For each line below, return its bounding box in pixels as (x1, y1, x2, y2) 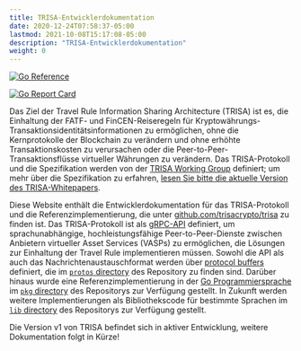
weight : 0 (9, 47, 47, 56)
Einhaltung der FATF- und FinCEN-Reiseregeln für (9, 116, 194, 127)
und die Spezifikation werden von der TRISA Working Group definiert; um (9, 163, 280, 174)
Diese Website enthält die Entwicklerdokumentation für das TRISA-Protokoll (9, 199, 289, 211)
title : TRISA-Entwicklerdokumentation (9, 13, 155, 22)
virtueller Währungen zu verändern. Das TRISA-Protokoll (81, 154, 290, 164)
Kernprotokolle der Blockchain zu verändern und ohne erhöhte (9, 135, 241, 145)
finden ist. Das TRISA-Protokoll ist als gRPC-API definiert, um (9, 219, 235, 230)
